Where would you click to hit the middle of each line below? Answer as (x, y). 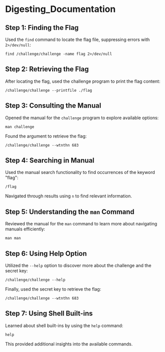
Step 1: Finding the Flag (42, 28)
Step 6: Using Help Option (46, 254)
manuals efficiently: (25, 229)
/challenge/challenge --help (35, 280)
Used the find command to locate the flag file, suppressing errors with (78, 39)
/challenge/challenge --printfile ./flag (49, 90)
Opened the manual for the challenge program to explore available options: (82, 118)
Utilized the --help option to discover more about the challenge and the (78, 266)
